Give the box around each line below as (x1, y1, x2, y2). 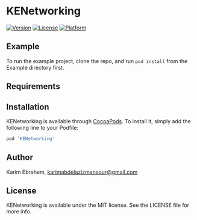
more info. (6, 208, 32, 215)
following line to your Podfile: (6, 124, 79, 131)
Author (6, 152, 33, 163)
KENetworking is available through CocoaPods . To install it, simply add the (6, 117, 191, 124)
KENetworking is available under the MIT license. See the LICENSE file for (6, 201, 190, 209)
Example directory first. (6, 64, 64, 71)
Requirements (6, 81, 60, 91)
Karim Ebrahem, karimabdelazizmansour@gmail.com (6, 168, 138, 176)
